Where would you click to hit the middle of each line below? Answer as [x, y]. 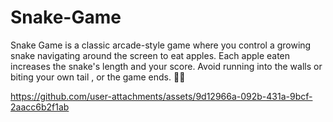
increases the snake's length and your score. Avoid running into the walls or [166, 66]
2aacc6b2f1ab [40, 107]
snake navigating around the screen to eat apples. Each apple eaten [150, 55]
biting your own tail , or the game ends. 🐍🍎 [98, 77]
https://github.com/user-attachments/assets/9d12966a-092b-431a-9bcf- [161, 96]
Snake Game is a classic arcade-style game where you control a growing [161, 45]
